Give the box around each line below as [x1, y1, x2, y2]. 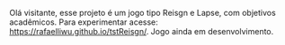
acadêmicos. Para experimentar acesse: [9, 17, 159, 27]
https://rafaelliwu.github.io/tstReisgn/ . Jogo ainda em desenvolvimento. [9, 26, 274, 36]
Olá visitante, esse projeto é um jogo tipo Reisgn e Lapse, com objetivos [9, 8, 276, 18]
